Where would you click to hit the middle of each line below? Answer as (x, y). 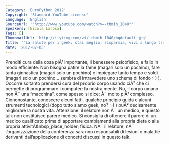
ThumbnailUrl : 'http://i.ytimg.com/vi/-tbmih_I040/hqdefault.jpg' (76, 38)
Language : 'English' (27, 19)
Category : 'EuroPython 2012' (36, 10)
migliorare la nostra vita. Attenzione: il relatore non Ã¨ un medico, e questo (82, 110)
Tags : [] (14, 33)
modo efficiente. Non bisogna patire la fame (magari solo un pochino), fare (82, 67)
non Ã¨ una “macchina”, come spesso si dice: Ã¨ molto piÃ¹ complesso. (80, 94)
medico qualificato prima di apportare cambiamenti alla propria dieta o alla (82, 121)
